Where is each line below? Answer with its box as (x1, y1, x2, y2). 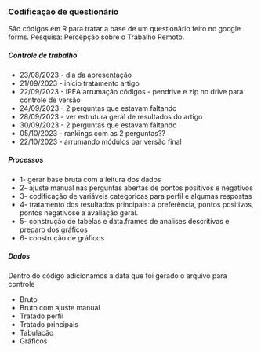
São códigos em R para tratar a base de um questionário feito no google (8, 24, 241, 34)
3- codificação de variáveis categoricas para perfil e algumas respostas (19, 192, 252, 201)
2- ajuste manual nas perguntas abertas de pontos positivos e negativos (19, 183, 253, 192)
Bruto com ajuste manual (19, 303, 100, 313)
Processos (8, 155, 44, 164)
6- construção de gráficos (19, 233, 105, 243)
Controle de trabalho (8, 50, 78, 60)
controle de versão (19, 95, 81, 104)
